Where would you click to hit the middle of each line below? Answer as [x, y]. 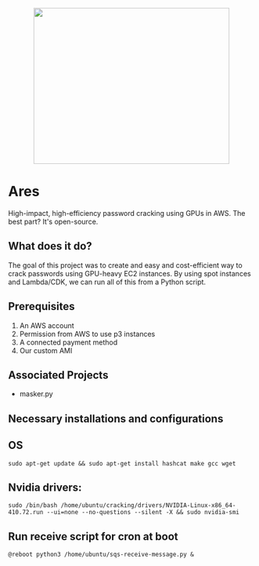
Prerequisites [41, 307]
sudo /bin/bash [33, 506]
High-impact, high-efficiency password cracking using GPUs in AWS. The [127, 213]
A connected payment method [68, 342]
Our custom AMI [46, 350]
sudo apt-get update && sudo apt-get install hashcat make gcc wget [122, 463]
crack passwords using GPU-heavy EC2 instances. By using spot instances [130, 273]
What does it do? [50, 246]
